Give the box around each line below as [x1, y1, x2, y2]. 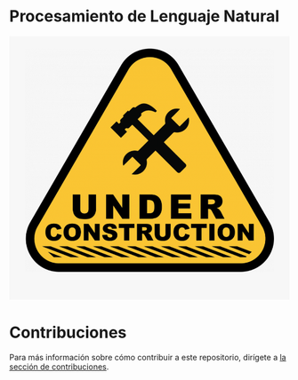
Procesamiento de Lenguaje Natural [9, 6, 280, 27]
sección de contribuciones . [9, 361, 109, 372]
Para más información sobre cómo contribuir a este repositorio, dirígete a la [9, 352, 286, 362]
